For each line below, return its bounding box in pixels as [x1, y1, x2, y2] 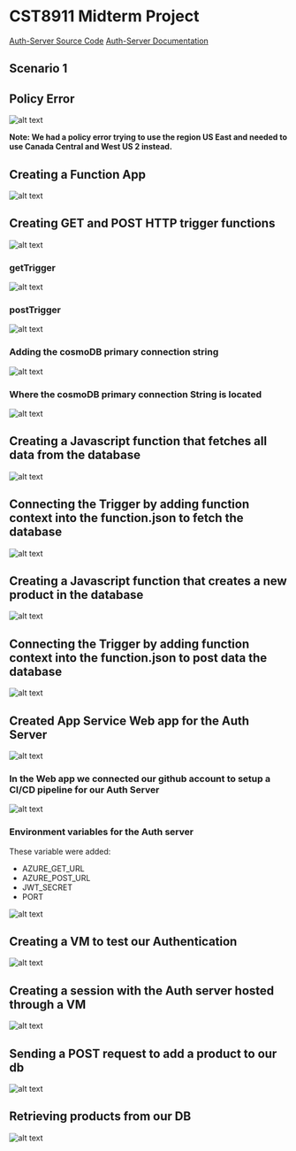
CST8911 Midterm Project [9, 6, 200, 27]
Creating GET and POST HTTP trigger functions [9, 216, 276, 231]
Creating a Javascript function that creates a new [9, 573, 287, 588]
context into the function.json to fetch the [9, 510, 244, 526]
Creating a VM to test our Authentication [9, 934, 238, 948]
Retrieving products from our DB [9, 1109, 192, 1124]
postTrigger [9, 303, 62, 316]
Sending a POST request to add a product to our [9, 1046, 277, 1061]
